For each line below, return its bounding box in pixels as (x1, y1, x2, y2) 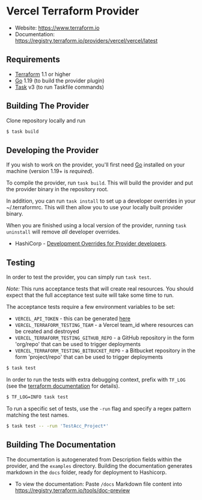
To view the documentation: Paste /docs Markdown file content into (14, 480, 182, 487)
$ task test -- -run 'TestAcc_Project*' (6, 423, 109, 429)
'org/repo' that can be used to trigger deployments (14, 341, 141, 348)
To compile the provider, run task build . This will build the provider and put (6, 179, 194, 186)
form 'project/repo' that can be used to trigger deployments (14, 353, 164, 361)
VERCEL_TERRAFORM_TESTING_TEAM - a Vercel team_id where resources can (14, 321, 194, 329)
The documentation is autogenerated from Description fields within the (6, 455, 182, 463)
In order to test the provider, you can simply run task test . (6, 273, 151, 281)
